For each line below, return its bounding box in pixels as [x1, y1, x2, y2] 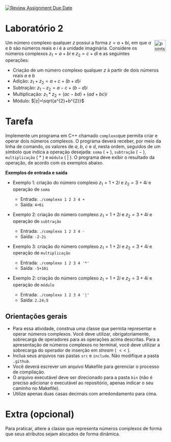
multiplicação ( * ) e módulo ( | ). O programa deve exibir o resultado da [5, 154, 155, 160]
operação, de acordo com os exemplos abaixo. [5, 160, 104, 166]
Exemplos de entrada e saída [5, 170, 68, 176]
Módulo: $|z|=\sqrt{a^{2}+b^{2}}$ [12, 98, 84, 104]
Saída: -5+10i [20, 265, 49, 271]
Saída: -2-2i [20, 233, 47, 240]
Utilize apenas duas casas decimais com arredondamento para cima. [12, 391, 158, 397]
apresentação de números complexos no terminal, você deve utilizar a [12, 342, 160, 348]
